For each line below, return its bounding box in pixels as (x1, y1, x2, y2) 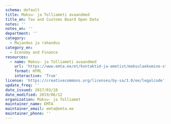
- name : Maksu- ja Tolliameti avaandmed (10, 59, 97, 64)
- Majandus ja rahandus (10, 40, 60, 46)
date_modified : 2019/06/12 (5, 92, 63, 97)
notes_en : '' (5, 26, 33, 31)
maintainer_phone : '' (5, 111, 51, 116)
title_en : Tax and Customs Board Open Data (5, 17, 99, 22)
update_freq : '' (5, 82, 40, 88)
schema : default (5, 7, 40, 13)
